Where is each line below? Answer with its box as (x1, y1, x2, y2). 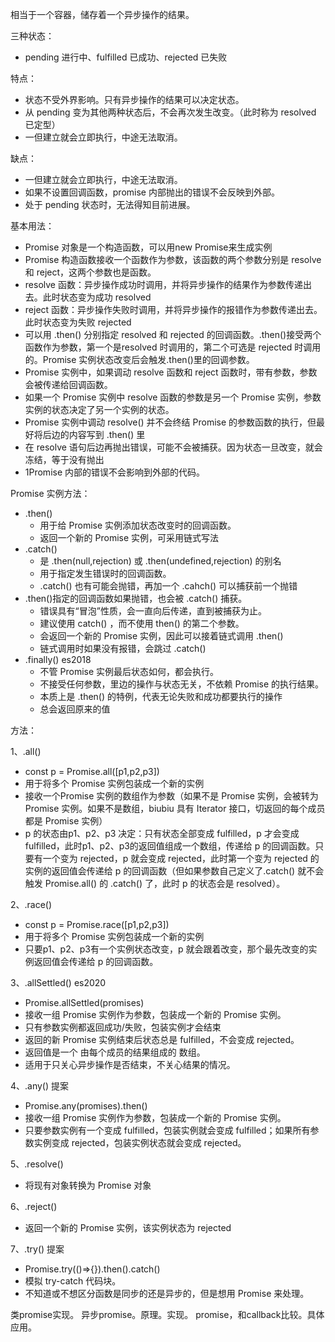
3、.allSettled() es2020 (10, 977, 107, 988)
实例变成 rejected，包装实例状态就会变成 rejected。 (33, 1137, 247, 1148)
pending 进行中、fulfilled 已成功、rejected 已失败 (24, 51, 228, 63)
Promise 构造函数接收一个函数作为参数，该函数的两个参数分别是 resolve (24, 254, 322, 265)
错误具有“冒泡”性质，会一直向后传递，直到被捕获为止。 (39, 605, 267, 617)
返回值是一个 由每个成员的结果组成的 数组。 (24, 1046, 206, 1058)
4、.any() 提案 (10, 1080, 70, 1092)
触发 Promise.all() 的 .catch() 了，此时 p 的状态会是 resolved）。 (24, 878, 286, 889)
